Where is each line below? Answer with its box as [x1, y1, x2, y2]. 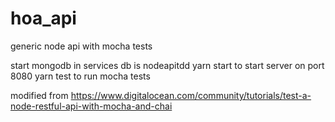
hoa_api [10, 7, 77, 30]
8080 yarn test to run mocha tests [10, 70, 151, 82]
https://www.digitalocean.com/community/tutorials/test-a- [70, 89, 312, 101]
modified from [10, 89, 69, 101]
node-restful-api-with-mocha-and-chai [10, 100, 173, 112]
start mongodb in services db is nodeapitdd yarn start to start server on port [10, 59, 325, 71]
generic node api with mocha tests [10, 40, 153, 52]
